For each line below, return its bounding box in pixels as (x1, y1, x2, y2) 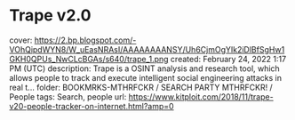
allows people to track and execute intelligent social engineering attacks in (9, 72, 283, 83)
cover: (9, 35, 33, 45)
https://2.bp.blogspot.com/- (34, 35, 137, 45)
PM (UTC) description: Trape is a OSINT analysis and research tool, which (9, 63, 280, 74)
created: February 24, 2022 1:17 (170, 53, 287, 64)
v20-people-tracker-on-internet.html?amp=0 (9, 100, 175, 111)
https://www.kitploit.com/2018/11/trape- (128, 91, 274, 102)
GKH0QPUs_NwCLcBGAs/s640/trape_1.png (9, 53, 169, 64)
